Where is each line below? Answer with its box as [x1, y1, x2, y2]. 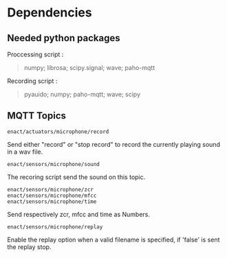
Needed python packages [7, 32, 120, 44]
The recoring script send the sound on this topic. [7, 173, 146, 181]
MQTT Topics [7, 110, 67, 121]
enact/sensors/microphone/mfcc [7, 192, 97, 199]
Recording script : [7, 77, 58, 85]
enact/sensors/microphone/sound [7, 161, 100, 167]
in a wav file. [7, 148, 43, 156]
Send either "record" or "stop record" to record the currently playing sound [7, 140, 220, 148]
